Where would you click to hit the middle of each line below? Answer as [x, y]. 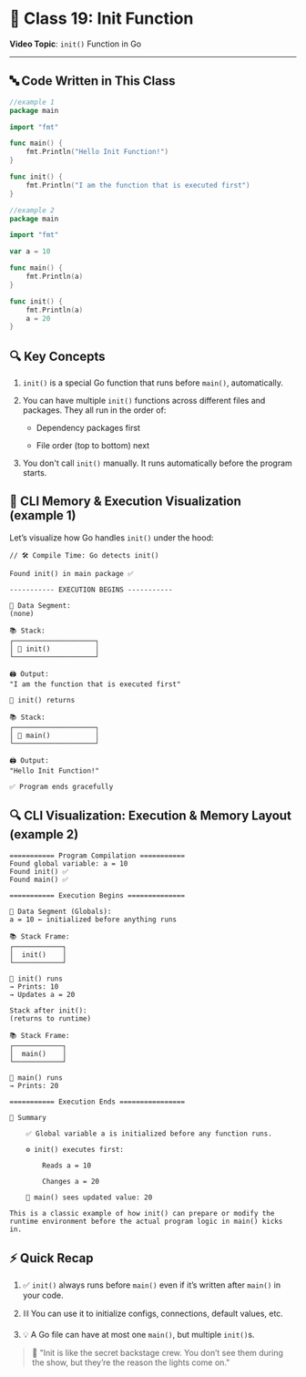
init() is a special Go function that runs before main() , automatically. [153, 383]
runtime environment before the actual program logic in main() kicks [146, 1221]
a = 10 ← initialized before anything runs [93, 920]
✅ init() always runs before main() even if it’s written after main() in [151, 1285]
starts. [35, 473]
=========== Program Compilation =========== [97, 856]
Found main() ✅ [39, 879]
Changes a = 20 [71, 1181]
